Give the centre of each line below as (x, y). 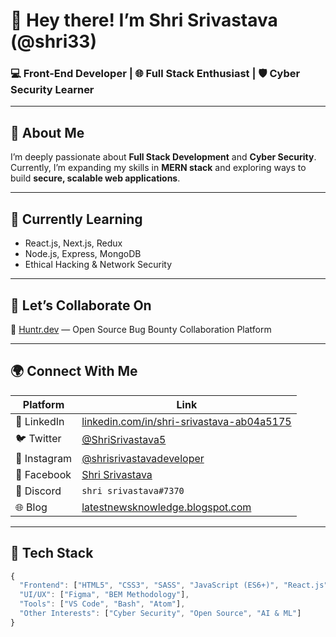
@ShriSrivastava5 (124, 440)
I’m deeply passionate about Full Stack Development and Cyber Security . (163, 157)
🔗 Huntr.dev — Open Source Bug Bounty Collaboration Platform (141, 329)
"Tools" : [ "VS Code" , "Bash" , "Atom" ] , (102, 604)
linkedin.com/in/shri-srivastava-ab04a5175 (186, 421)
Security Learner (52, 90)
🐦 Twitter (38, 438)
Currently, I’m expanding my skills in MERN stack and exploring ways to (158, 168)
